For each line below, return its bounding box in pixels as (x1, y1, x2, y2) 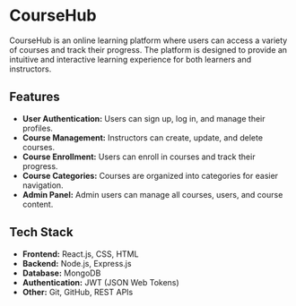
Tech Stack (9, 225, 74, 240)
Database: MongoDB (22, 268, 101, 278)
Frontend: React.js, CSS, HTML (22, 248, 139, 259)
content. (22, 199, 54, 209)
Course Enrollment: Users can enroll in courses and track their (22, 151, 256, 162)
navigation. (22, 180, 65, 191)
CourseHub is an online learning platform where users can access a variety (9, 35, 288, 46)
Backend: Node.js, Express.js (22, 258, 132, 268)
